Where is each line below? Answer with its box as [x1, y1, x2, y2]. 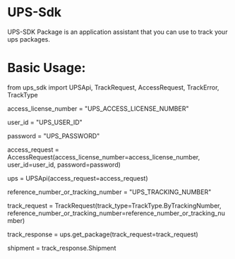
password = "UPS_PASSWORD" [7, 131, 100, 140]
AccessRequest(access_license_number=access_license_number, [7, 152, 200, 161]
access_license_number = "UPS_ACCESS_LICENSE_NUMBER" [7, 104, 189, 113]
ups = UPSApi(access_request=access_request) [7, 174, 148, 182]
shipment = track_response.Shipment [7, 243, 116, 252]
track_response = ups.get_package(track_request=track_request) [7, 230, 199, 239]
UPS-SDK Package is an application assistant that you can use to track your [7, 28, 228, 36]
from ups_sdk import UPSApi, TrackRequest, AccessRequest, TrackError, [7, 83, 219, 92]
